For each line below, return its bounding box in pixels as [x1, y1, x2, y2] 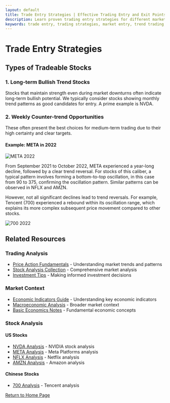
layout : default [5, 7, 39, 13]
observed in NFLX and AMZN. [5, 184, 68, 190]
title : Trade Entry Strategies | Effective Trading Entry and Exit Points [5, 12, 166, 17]
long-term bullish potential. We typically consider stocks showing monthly [5, 96, 159, 102]
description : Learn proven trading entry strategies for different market [5, 17, 166, 22]
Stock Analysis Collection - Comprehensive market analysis [12, 266, 137, 273]
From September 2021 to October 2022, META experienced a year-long [5, 163, 154, 169]
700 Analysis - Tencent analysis [12, 382, 79, 388]
